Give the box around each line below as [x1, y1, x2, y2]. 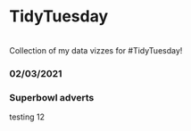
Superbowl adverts [9, 91, 95, 103]
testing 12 [9, 111, 45, 122]
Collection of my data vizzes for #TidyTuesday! [9, 45, 183, 55]
